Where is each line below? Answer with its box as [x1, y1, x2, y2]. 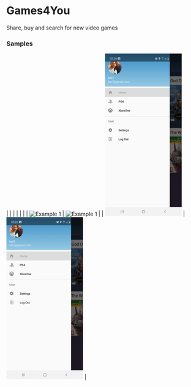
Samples [6, 39, 33, 48]
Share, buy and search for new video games [6, 24, 118, 31]
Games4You [6, 4, 70, 18]
